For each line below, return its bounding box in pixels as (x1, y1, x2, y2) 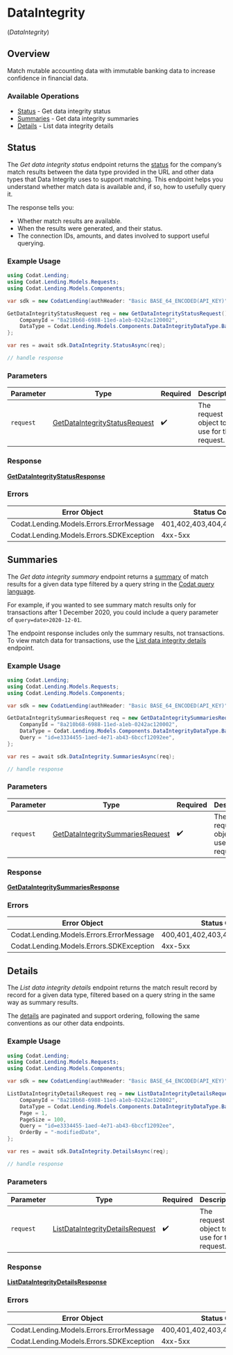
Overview (7, 48, 51, 60)
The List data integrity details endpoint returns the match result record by (7, 983, 218, 992)
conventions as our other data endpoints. (7, 1019, 125, 1028)
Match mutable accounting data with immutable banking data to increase (7, 66, 216, 74)
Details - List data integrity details (17, 122, 114, 130)
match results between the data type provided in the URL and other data (7, 167, 214, 176)
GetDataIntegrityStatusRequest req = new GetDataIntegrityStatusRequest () (7, 310, 228, 317)
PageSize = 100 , (19, 1116, 67, 1123)
